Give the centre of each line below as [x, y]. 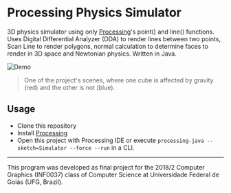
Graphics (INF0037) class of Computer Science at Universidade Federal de [113, 174]
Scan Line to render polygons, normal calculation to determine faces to [108, 46]
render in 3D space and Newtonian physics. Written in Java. [92, 54]
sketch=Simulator [42, 148]
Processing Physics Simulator [95, 13]
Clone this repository [47, 126]
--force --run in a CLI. [102, 147]
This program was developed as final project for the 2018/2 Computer [106, 167]
